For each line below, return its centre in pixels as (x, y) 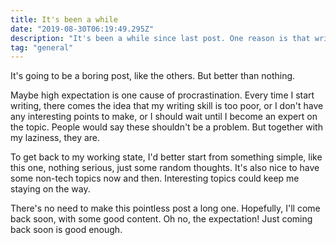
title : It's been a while (64, 19)
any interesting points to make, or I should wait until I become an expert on (164, 117)
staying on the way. (50, 189)
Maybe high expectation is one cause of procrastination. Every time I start (162, 95)
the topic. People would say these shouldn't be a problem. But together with (166, 127)
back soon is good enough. (66, 230)
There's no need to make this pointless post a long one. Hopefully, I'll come (165, 208)
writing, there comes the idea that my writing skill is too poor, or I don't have (167, 106)
